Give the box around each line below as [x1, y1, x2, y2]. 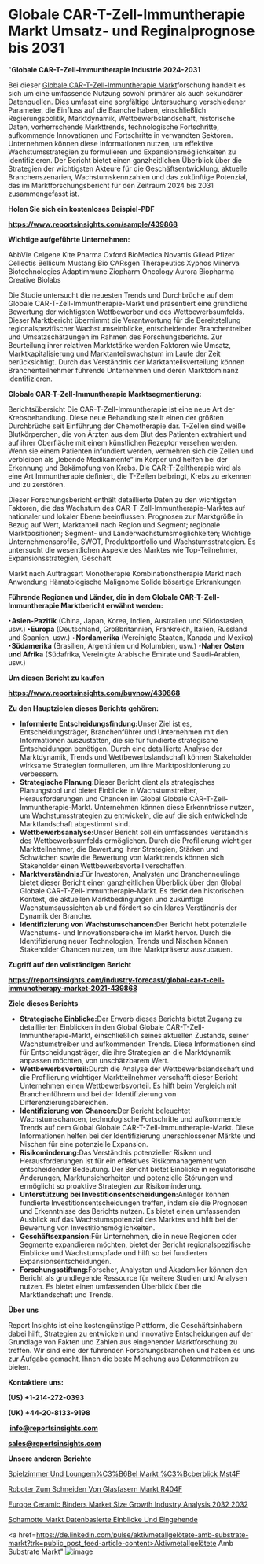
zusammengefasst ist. [8, 189, 80, 198]
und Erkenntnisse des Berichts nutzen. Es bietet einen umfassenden [19, 1206, 241, 1215]
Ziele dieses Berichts [8, 998, 79, 1008]
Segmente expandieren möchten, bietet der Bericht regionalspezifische [19, 1240, 251, 1249]
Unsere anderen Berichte [8, 1454, 92, 1463]
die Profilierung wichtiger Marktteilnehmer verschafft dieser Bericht [19, 1072, 238, 1081]
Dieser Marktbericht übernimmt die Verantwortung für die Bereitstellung [8, 315, 241, 324]
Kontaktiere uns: [8, 1377, 64, 1387]
